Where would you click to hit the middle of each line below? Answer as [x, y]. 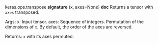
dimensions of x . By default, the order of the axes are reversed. [69, 27]
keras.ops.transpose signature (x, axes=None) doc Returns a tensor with [79, 7]
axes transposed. [22, 12]
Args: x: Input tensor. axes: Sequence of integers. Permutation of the [74, 22]
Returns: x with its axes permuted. [39, 36]
